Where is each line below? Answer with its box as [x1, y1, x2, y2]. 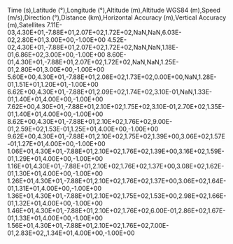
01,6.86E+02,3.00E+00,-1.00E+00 [7, 50, 106, 59]
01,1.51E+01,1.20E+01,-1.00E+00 [7, 80, 99, 88]
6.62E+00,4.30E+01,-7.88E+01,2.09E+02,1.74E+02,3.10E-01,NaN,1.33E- [7, 87, 213, 96]
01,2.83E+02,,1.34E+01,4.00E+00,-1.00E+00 [7, 229, 135, 237]
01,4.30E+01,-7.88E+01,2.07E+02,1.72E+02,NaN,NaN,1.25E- [7, 58, 179, 66]
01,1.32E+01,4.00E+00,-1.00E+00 [7, 199, 103, 207]
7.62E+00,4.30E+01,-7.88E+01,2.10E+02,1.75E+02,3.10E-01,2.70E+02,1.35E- [7, 103, 225, 110]
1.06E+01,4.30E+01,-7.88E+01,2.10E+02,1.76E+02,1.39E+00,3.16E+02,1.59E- [7, 147, 225, 155]
